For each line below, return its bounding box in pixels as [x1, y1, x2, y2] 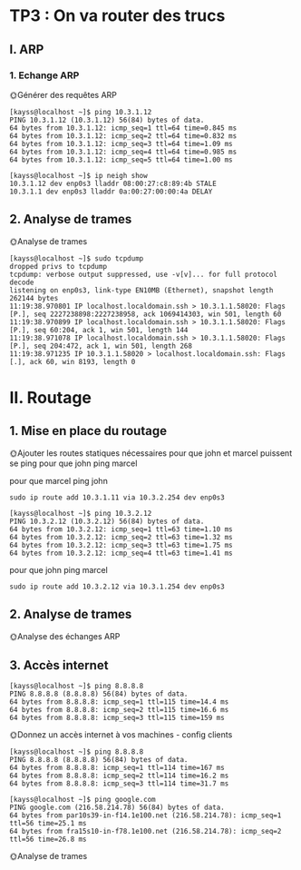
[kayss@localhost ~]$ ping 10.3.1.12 [9, 107, 152, 116]
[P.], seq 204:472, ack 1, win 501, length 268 [9, 341, 193, 351]
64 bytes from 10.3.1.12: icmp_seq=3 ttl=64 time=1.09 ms [9, 139, 233, 148]
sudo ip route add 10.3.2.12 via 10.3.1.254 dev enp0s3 [9, 582, 225, 591]
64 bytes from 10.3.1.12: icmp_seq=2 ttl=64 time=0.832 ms [9, 131, 238, 141]
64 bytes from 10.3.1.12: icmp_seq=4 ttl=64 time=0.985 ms [9, 147, 238, 156]
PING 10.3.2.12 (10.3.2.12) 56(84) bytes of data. [9, 517, 205, 526]
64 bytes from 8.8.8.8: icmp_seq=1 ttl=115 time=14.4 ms [9, 697, 229, 707]
